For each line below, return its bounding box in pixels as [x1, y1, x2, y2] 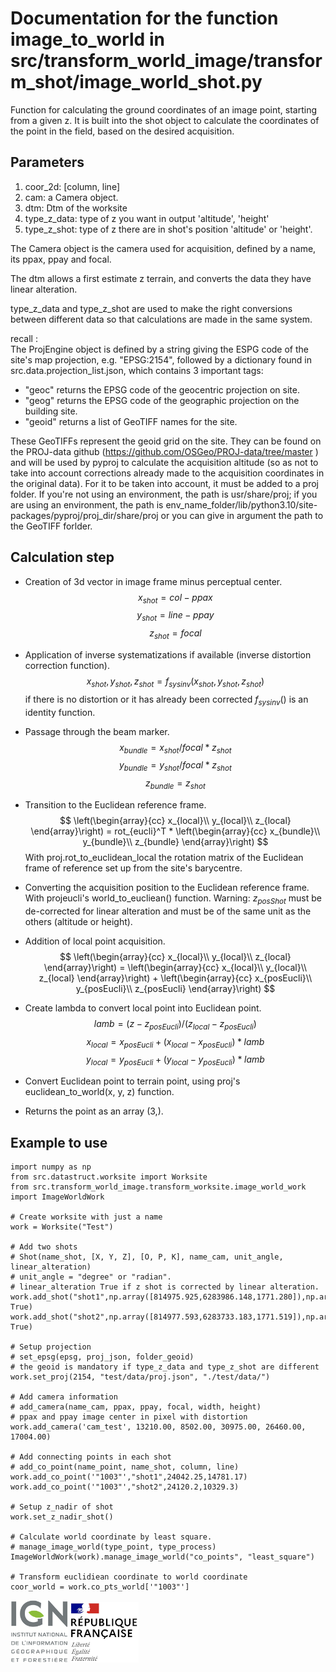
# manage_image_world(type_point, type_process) [10, 1542, 217, 1552]
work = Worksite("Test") [10, 1222, 114, 1232]
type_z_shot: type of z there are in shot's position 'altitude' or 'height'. [24, 223, 313, 235]
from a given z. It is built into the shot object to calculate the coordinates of [10, 114, 320, 126]
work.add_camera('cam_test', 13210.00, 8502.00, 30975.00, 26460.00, [10, 1422, 307, 1432]
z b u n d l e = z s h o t [145, 777, 206, 791]
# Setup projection [10, 1342, 92, 1352]
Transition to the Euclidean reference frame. [24, 798, 207, 811]
